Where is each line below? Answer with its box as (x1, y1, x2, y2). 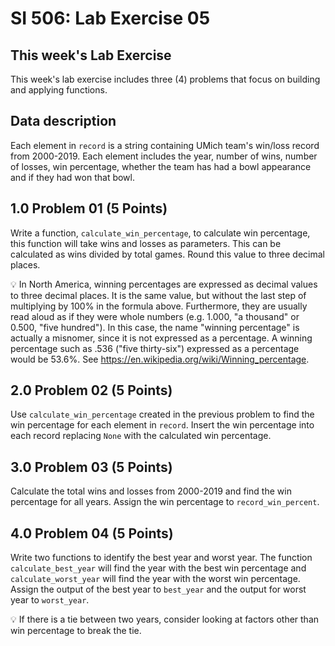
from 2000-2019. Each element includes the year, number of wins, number (10, 150, 318, 162)
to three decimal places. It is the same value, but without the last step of (10, 289, 307, 301)
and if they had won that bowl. (10, 171, 135, 183)
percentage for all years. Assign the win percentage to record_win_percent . (10, 496, 320, 508)
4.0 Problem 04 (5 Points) (10, 525, 174, 542)
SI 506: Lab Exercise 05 (10, 7, 211, 30)
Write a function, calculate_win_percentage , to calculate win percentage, (10, 227, 311, 239)
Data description (10, 113, 117, 130)
